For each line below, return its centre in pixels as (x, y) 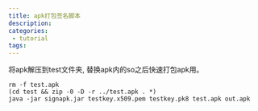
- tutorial (30, 38)
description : (30, 23)
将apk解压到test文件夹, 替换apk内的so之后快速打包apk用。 (106, 70)
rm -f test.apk (34, 85)
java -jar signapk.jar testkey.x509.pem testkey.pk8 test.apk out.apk (129, 99)
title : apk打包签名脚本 (44, 16)
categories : (28, 31)
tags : (17, 46)
